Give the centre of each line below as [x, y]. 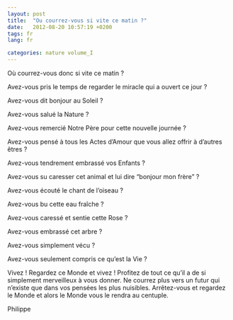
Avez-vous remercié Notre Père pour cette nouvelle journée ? [97, 128]
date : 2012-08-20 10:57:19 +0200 [60, 27]
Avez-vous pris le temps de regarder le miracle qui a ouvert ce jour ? [107, 87]
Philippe [19, 309]
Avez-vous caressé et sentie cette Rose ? [68, 218]
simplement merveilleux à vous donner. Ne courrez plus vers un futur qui [114, 280]
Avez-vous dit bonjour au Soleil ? [55, 101]
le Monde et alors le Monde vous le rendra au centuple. [88, 295]
